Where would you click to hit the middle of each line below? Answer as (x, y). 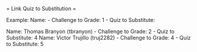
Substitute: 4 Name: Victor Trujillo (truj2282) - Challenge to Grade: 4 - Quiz (98, 38)
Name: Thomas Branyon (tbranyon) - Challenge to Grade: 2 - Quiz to (90, 31)
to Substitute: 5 (25, 44)
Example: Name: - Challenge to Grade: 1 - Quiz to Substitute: (81, 20)
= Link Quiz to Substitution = (41, 9)
